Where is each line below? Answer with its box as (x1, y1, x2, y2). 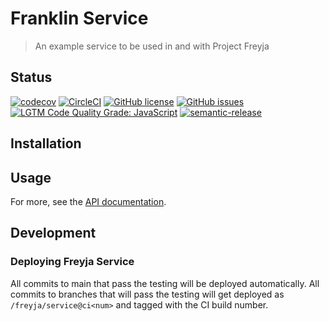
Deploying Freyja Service (10, 255, 135, 269)
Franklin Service (10, 7, 149, 30)
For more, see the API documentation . (10, 195, 167, 207)
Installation (10, 135, 82, 152)
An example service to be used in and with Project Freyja (34, 40, 270, 52)
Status (10, 69, 53, 86)
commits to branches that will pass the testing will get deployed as (10, 288, 285, 300)
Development (10, 225, 97, 242)
